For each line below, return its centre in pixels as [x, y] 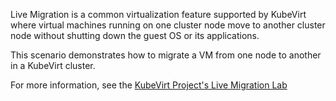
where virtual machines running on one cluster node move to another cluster [168, 25]
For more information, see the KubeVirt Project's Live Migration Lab [149, 85]
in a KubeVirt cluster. [53, 65]
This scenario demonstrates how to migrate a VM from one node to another [166, 55]
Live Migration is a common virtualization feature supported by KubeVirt [158, 14]
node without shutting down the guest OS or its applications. [135, 35]
